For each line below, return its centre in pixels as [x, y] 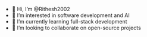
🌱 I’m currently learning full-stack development [69, 21]
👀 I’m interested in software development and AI [71, 15]
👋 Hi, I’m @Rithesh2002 [41, 9]
